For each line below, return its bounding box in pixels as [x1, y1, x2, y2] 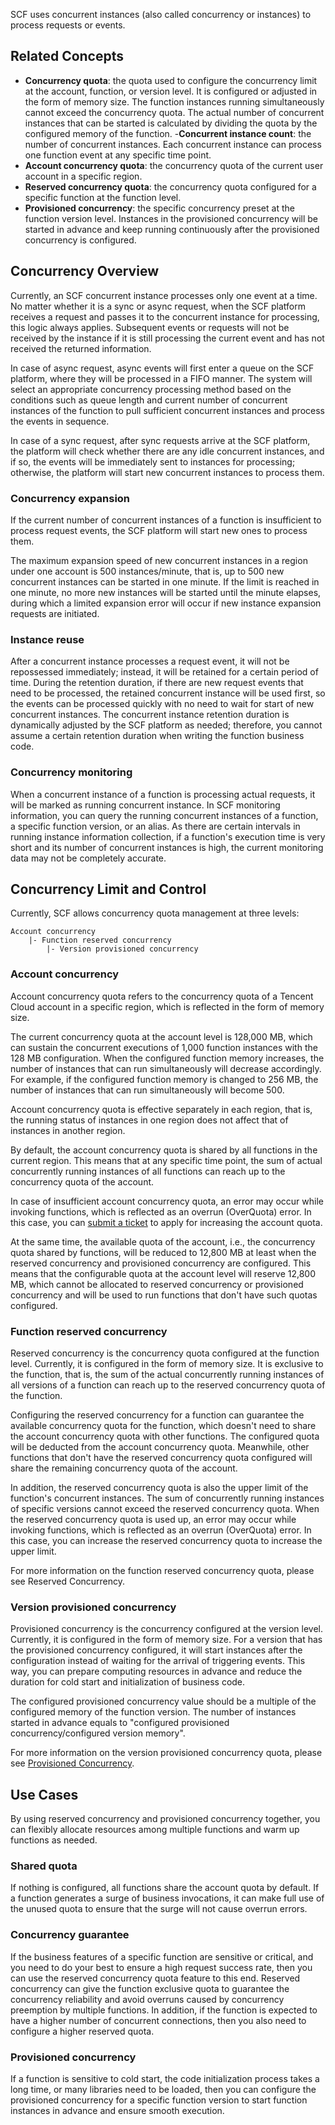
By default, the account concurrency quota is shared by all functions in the [10, 1144, 318, 1156]
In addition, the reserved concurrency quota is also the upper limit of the [10, 1481, 309, 1493]
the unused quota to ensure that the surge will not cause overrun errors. [10, 1903, 308, 1915]
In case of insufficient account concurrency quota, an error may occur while [10, 1195, 324, 1207]
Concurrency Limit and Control [10, 880, 207, 898]
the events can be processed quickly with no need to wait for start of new [10, 698, 315, 710]
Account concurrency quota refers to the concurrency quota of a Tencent [10, 990, 314, 1002]
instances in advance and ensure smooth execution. [10, 2104, 225, 2116]
